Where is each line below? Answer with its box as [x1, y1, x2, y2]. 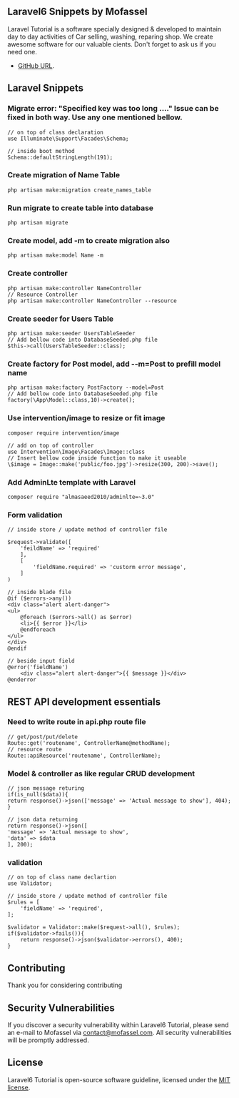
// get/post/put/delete [7, 733, 78, 741]
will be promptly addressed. [7, 1036, 89, 1044]
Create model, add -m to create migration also [7, 236, 170, 246]
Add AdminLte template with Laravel [7, 477, 136, 487]
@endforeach [20, 626, 56, 633]
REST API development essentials [7, 696, 161, 708]
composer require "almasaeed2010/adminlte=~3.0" [7, 493, 155, 500]
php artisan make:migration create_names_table [7, 186, 152, 194]
